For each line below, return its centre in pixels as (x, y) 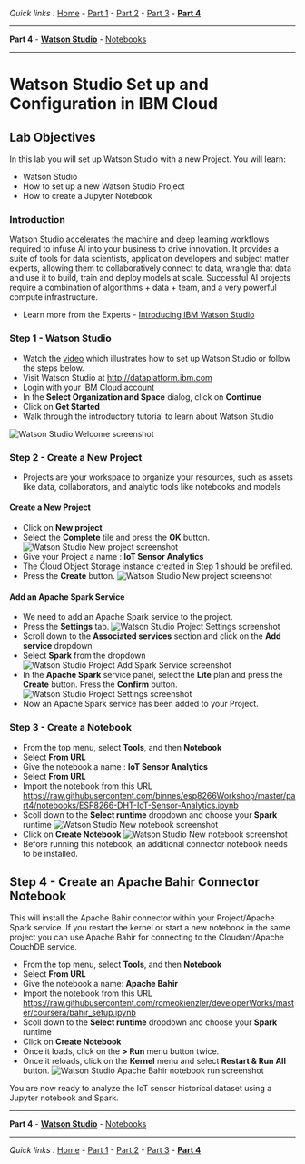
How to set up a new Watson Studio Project (103, 186)
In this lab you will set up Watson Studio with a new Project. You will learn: (148, 159)
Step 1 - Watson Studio (60, 338)
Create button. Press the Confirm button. (100, 684)
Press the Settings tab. (66, 627)
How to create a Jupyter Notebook (87, 196)
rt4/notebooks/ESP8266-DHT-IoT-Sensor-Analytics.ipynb (130, 805)
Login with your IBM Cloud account (89, 387)
